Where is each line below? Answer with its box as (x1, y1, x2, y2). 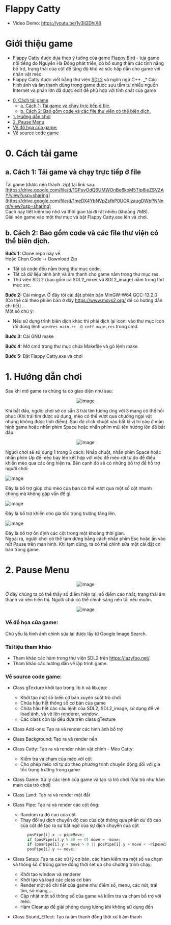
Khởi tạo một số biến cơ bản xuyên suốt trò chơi (20, 695, 121, 701)
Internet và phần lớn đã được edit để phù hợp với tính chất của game (12, 87, 156, 93)
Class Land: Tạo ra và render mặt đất (12, 792, 91, 798)
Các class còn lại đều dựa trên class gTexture (20, 716, 116, 722)
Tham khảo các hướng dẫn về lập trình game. (12, 661, 108, 667)
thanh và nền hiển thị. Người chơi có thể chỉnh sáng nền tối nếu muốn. (5, 596, 152, 602)
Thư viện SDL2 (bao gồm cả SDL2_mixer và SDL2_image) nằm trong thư (12, 276, 164, 282)
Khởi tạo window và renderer (20, 871, 81, 877)
